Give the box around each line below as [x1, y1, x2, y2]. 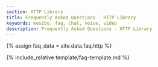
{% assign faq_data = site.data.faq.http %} [6, 42, 112, 49]
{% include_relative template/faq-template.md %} [6, 54, 130, 61]
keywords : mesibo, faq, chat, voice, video [6, 20, 118, 26]
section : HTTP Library [6, 8, 63, 15]
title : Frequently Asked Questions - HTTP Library [6, 14, 136, 21]
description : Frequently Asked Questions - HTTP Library [6, 25, 153, 32]
